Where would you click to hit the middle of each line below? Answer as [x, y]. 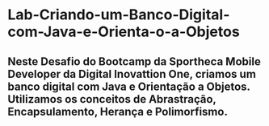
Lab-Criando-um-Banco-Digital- [119, 15]
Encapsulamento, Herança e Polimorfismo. [118, 111]
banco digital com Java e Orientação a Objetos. [129, 86]
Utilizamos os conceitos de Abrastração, [112, 99]
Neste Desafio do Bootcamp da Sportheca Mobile [134, 61]
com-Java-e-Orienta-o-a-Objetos [124, 32]
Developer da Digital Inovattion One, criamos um [132, 74]
